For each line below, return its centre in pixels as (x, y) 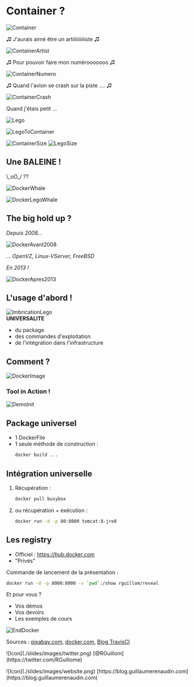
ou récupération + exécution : (51, 510)
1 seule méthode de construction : (56, 444)
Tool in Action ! (28, 391)
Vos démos (29, 606)
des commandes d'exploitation (53, 336)
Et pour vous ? (24, 594)
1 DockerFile (30, 438)
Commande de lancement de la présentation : (62, 572)
